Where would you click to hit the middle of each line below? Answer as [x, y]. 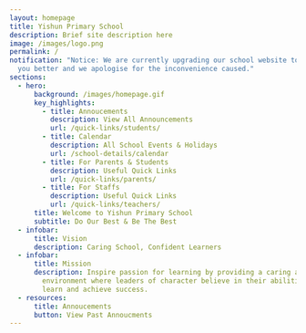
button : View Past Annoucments [93, 315]
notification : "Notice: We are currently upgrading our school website [148, 60]
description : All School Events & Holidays [134, 145]
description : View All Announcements [122, 120]
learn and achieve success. [95, 289]
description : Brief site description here [91, 35]
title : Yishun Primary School [67, 26]
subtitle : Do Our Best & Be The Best [105, 221]
